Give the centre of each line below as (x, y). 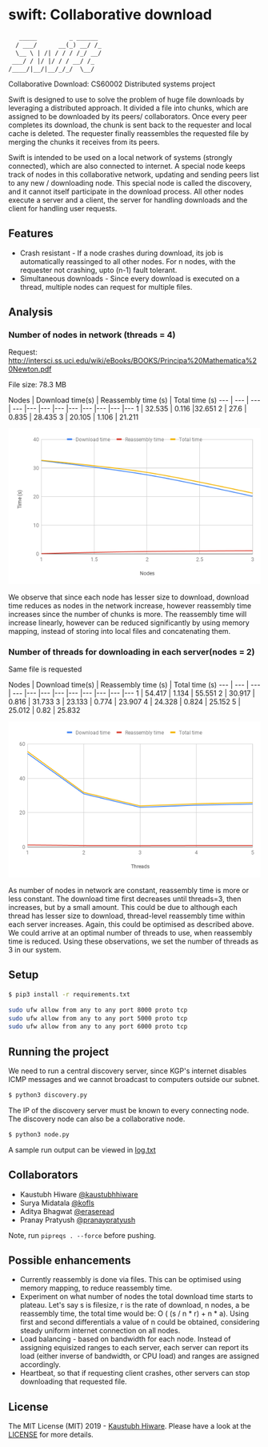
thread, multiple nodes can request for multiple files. (106, 287)
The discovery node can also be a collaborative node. (97, 1119)
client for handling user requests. (63, 208)
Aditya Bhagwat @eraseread (67, 1211)
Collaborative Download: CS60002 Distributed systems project (112, 84)
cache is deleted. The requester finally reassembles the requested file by (129, 133)
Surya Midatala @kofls (57, 1203)
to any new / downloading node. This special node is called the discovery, (130, 182)
